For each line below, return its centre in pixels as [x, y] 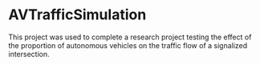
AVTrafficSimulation [77, 15]
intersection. [29, 54]
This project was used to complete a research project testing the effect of [130, 37]
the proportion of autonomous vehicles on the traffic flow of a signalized [128, 45]
